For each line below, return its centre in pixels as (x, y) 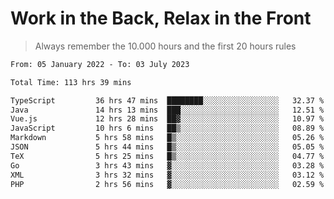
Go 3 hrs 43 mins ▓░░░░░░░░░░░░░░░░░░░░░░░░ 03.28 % (167, 165)
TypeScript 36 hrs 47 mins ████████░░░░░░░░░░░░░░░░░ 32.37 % (167, 100)
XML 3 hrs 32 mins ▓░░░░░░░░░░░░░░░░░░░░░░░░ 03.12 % (167, 175)
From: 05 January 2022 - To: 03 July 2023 (100, 64)
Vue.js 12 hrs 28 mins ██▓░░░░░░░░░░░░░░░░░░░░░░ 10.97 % (167, 119)
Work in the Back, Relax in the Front (161, 18)
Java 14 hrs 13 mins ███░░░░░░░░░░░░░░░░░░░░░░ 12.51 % (167, 110)
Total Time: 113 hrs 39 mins (71, 82)
